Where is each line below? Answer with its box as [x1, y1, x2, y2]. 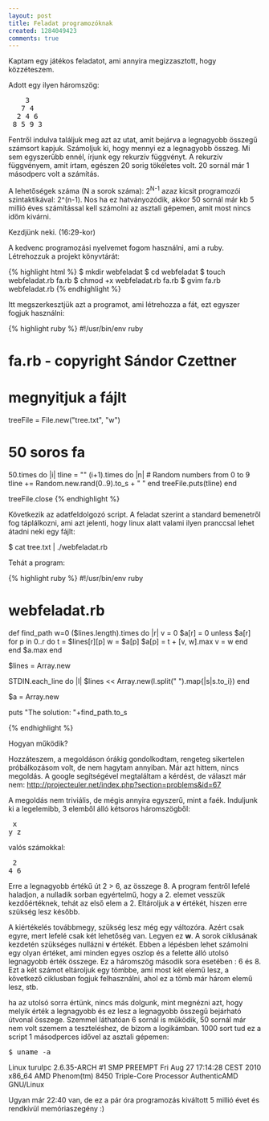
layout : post [8, 11, 52, 20]
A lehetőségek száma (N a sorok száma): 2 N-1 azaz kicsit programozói [8, 185, 241, 195]
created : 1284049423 [8, 27, 78, 35]
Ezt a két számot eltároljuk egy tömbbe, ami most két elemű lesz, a [8, 965, 229, 975]
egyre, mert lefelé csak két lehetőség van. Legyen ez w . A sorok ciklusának [8, 931, 259, 940]
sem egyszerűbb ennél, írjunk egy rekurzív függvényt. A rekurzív [8, 152, 223, 162]
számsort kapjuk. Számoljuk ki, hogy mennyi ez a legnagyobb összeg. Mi [8, 144, 251, 153]
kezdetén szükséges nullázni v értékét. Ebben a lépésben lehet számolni [8, 939, 249, 949]
